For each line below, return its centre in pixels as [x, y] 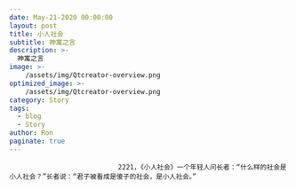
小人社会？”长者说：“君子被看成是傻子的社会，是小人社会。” [103, 177]
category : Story [39, 100]
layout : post [33, 26]
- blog [29, 116]
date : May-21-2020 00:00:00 [61, 17]
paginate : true [37, 141]
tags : [19, 108]
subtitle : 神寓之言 [43, 42]
